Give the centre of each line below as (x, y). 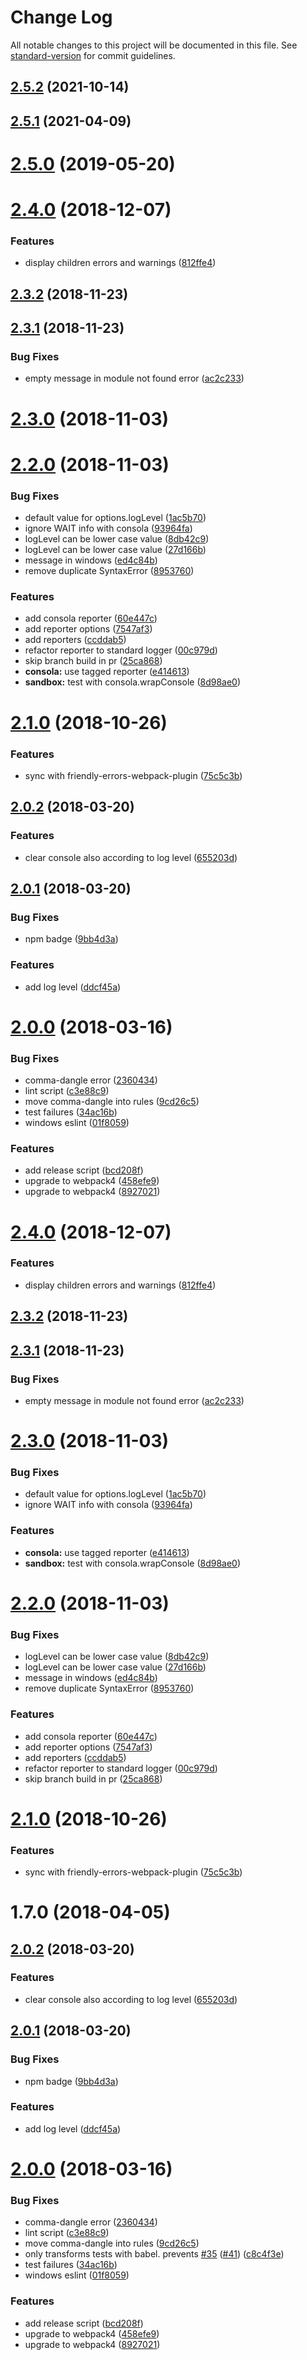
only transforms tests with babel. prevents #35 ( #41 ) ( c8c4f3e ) (154, 2254)
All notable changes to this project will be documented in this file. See (154, 45)
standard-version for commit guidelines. (93, 55)
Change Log (61, 17)
